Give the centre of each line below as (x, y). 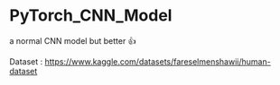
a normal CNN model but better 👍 (73, 40)
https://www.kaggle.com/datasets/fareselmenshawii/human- (158, 61)
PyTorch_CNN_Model (91, 16)
